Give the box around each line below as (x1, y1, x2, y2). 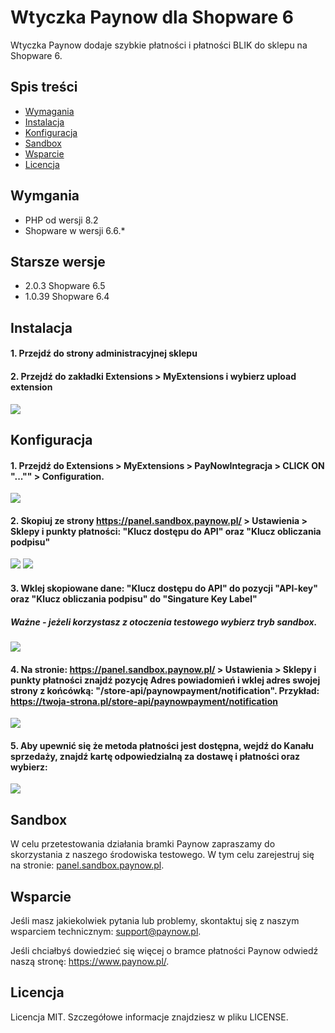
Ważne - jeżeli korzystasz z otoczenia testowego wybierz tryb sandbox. (10, 616, 318, 628)
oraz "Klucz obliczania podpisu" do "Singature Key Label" (10, 592, 258, 605)
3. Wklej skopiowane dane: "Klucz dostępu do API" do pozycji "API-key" (10, 582, 318, 594)
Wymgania (10, 187, 80, 205)
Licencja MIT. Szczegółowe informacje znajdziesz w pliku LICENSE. (10, 1011, 289, 1023)
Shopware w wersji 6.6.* (24, 224, 126, 236)
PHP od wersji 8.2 (24, 214, 99, 226)
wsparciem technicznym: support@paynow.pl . (10, 925, 202, 937)
